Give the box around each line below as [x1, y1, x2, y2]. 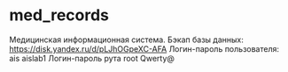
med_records [9, 5, 109, 25]
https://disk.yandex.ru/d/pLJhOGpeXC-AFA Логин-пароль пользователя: [9, 43, 280, 54]
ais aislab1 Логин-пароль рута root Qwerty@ [9, 53, 175, 63]
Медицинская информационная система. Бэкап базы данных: [9, 34, 244, 45]
